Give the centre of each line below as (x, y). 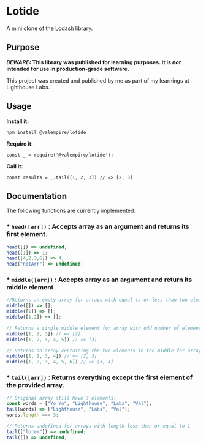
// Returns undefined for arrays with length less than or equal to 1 (98, 426)
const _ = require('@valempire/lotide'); (60, 155)
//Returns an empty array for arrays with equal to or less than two (97, 300)
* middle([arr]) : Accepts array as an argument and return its (99, 280)
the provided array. (36, 385)
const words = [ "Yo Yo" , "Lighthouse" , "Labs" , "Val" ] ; (79, 404)
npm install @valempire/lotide (46, 132)
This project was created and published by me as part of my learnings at (98, 80)
